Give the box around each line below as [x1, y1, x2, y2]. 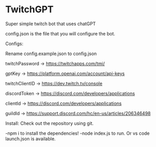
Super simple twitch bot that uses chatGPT [5, 21, 96, 27]
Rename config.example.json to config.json [5, 50, 97, 57]
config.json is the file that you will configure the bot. [5, 30, 115, 36]
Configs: [5, 40, 24, 47]
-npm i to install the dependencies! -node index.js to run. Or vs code [5, 130, 150, 136]
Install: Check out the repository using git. [5, 120, 94, 126]
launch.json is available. [5, 135, 56, 142]
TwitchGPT [5, 4, 54, 15]
